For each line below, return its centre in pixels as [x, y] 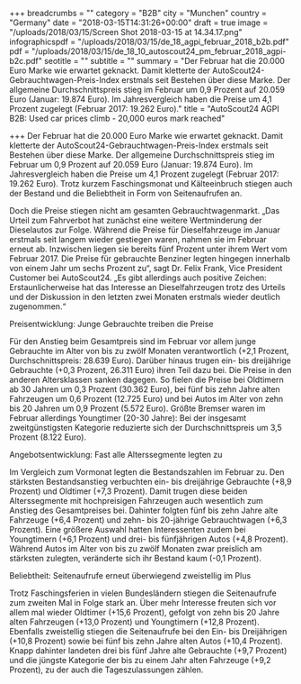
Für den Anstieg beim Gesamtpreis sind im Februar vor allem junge [133, 341]
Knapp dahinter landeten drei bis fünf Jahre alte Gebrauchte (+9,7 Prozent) [148, 651]
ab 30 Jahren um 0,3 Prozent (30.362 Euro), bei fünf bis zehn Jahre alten [145, 389]
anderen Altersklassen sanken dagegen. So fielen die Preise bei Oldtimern [147, 379]
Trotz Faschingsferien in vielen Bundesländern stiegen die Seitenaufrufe [143, 593]
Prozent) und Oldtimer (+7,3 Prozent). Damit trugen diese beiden [128, 491]
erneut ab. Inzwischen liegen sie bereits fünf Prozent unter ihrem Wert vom [148, 249]
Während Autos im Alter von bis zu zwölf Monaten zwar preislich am [136, 548]
